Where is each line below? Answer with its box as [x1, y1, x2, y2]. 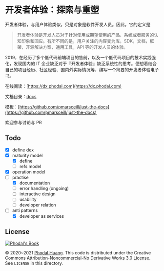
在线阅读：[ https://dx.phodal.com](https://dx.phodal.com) [5, 83, 122, 89]
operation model [12, 169, 45, 175]
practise [12, 174, 29, 181]
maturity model [12, 152, 43, 158]
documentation [19, 180, 50, 186]
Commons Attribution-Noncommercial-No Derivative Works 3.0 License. [5, 255, 151, 261]
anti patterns [12, 208, 38, 213]
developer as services [19, 213, 64, 219]
